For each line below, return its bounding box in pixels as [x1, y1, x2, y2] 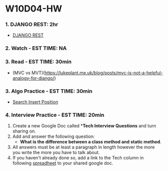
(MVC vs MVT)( [12, 70, 45, 76]
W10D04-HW [5, 3, 63, 15]
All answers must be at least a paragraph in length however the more [12, 144, 155, 150]
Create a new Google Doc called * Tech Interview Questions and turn [12, 123, 156, 129]
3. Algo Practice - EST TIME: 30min [5, 87, 93, 94]
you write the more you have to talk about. [12, 149, 100, 155]
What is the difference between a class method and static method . [20, 139, 161, 145]
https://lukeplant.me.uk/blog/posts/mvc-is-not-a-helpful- [44, 70, 163, 76]
